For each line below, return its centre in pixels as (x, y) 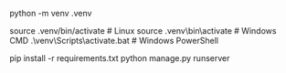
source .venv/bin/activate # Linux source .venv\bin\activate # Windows (143, 31)
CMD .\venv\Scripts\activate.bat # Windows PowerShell (114, 41)
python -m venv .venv (51, 13)
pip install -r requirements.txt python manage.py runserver (120, 58)
